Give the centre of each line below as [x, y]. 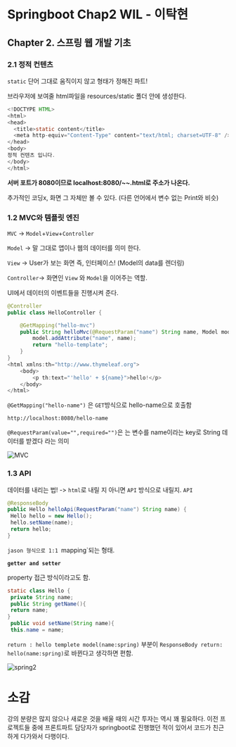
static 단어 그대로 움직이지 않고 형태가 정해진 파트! [78, 81]
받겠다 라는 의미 [47, 441]
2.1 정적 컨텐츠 [31, 64]
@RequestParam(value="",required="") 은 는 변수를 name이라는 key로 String [114, 432]
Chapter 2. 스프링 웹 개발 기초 [69, 43]
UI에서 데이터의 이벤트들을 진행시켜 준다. [63, 292]
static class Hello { [39, 591]
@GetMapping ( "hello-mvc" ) [58, 325]
